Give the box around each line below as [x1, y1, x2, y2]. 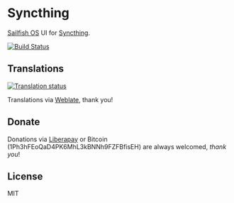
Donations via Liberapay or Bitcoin [7, 135, 108, 143]
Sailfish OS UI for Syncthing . [7, 28, 91, 37]
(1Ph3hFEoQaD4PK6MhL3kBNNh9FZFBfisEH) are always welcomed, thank [7, 142, 227, 150]
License [7, 170, 43, 182]
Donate [7, 116, 40, 128]
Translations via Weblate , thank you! [7, 95, 113, 104]
